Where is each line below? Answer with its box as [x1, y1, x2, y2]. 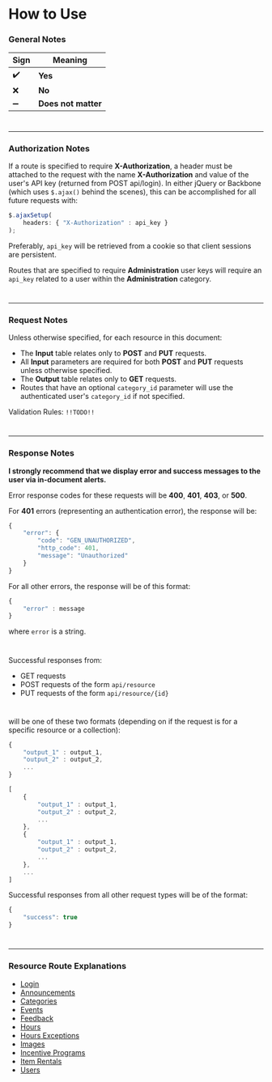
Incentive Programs [19, 1047, 86, 1057]
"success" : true [23, 914, 79, 922]
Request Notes [8, 314, 68, 325]
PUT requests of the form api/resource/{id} [19, 688, 169, 698]
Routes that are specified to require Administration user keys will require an [8, 265, 262, 275]
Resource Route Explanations [8, 961, 127, 972]
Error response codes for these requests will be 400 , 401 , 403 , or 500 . [8, 490, 248, 500]
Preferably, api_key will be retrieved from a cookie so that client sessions [8, 240, 252, 251]
